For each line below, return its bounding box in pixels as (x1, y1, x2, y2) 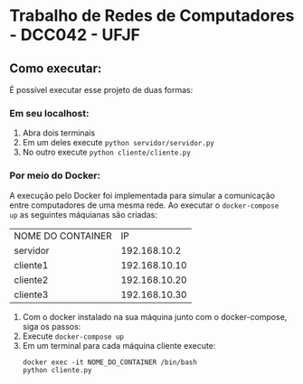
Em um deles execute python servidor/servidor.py (22, 137, 214, 148)
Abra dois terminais (22, 127, 96, 138)
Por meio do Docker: (9, 169, 101, 182)
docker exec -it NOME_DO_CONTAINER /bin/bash (22, 358, 197, 367)
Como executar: (9, 61, 102, 76)
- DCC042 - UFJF (9, 24, 141, 45)
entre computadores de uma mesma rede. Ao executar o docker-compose (9, 200, 279, 211)
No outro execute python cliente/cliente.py (22, 146, 192, 158)
